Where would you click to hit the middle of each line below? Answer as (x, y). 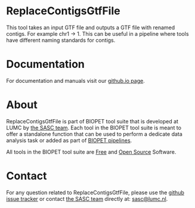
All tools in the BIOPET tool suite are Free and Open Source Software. (91, 152)
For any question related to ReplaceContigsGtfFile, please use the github (95, 193)
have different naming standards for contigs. (61, 40)
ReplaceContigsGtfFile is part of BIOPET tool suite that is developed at (92, 121)
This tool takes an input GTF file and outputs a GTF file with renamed (91, 27)
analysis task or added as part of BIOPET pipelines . (69, 140)
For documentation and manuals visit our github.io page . (75, 80)
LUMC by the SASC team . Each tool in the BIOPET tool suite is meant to (94, 128)
